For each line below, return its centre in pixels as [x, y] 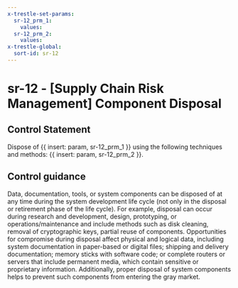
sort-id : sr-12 [36, 54]
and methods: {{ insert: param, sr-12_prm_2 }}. [76, 154]
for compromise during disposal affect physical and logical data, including [115, 239]
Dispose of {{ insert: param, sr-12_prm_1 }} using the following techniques [115, 147]
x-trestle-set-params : [41, 14]
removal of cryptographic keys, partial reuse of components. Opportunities [117, 231]
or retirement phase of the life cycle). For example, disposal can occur [110, 209]
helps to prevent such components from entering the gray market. [104, 277]
